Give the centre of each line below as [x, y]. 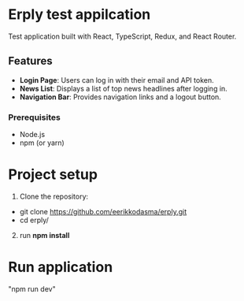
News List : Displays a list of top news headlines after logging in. [124, 88]
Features [30, 61]
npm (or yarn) [42, 143]
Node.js [32, 135]
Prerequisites [34, 117]
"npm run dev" [32, 288]
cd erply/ [34, 220]
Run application [61, 268]
